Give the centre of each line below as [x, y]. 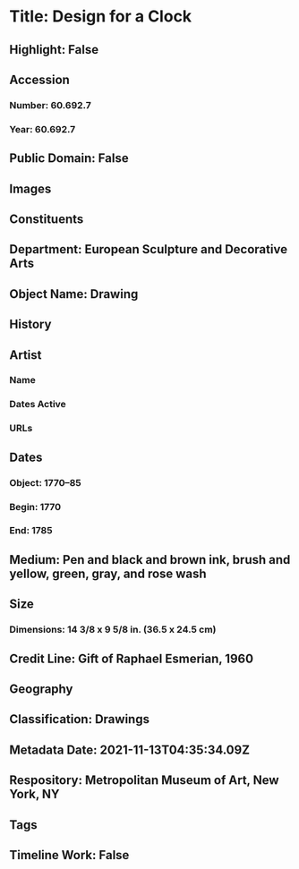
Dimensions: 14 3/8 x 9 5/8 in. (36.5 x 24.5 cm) [113, 630]
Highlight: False [54, 50]
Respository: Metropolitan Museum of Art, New [144, 780]
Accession [39, 79]
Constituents [47, 219]
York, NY [34, 794]
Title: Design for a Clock [101, 17]
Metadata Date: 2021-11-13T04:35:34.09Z [130, 750]
